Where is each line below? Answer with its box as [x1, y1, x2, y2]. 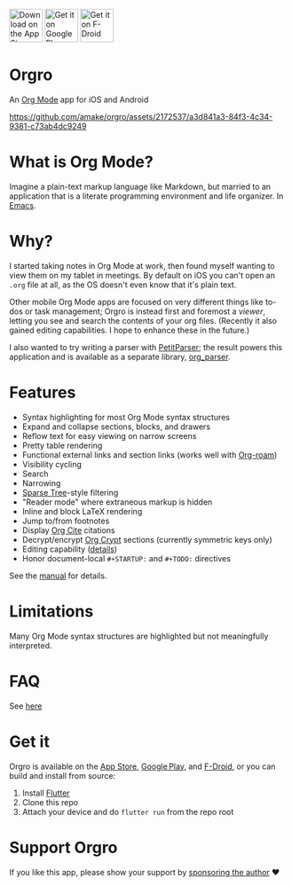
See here [9, 701, 43, 711]
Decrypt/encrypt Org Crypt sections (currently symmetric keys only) [21, 534, 272, 545]
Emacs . [9, 200, 36, 210]
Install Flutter [21, 788, 70, 798]
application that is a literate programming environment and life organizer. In [9, 191, 284, 201]
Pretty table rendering [21, 440, 103, 451]
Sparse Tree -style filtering [21, 487, 119, 498]
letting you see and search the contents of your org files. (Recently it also [9, 315, 278, 325]
